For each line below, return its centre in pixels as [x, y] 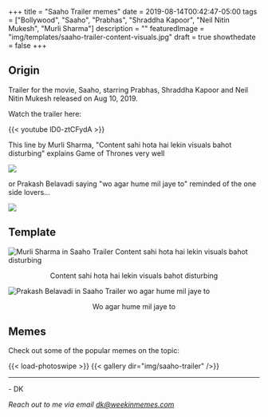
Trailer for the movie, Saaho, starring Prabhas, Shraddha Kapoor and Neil [128, 89]
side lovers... [29, 192]
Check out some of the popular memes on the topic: [94, 351]
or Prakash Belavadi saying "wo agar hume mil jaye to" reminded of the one [132, 184]
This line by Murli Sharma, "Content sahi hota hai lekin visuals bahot [120, 145]
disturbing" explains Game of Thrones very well [87, 153]
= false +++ [28, 46]
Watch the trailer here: [45, 113]
